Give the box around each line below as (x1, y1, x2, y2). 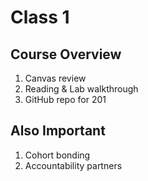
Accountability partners (24, 159, 123, 171)
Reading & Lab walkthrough (24, 83, 139, 95)
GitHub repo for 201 (24, 94, 107, 105)
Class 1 (10, 6, 70, 29)
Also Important (10, 122, 106, 140)
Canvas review (24, 72, 87, 84)
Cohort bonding (24, 149, 91, 161)
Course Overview (10, 46, 122, 63)
